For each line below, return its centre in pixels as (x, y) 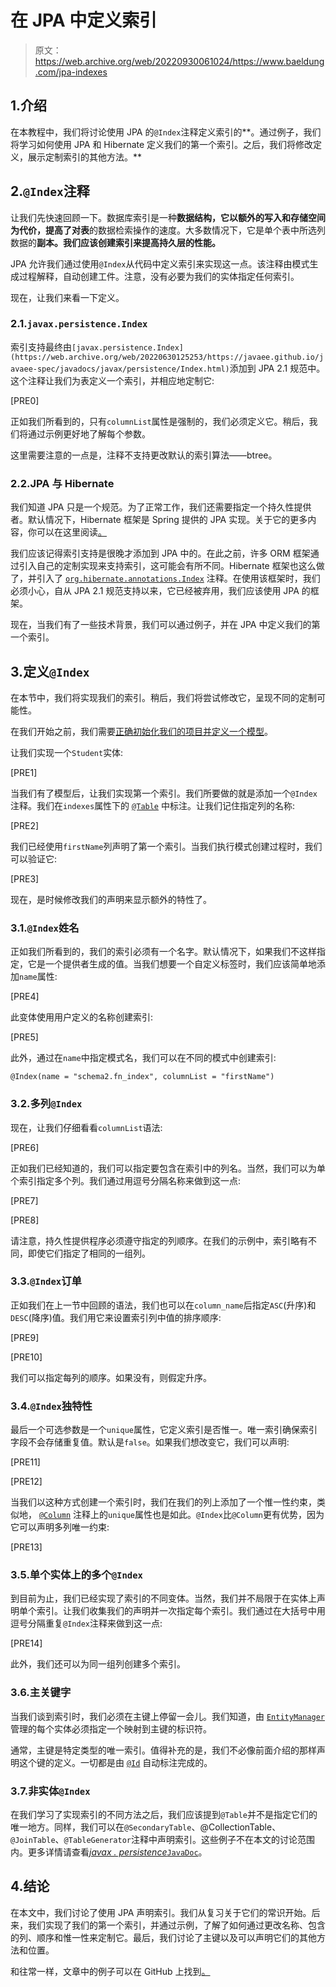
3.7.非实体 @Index (50, 1791)
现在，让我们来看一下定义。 (67, 297)
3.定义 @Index (50, 671)
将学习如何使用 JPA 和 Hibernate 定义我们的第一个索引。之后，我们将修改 (162, 144)
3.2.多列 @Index (46, 1104)
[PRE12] (26, 1482)
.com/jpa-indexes (71, 72)
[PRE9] (25, 1337)
